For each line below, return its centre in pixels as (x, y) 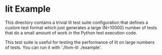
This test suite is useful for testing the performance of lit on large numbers (80, 42)
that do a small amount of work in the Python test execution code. (71, 33)
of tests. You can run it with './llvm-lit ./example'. (53, 47)
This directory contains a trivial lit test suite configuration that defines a (77, 22)
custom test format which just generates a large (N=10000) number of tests (81, 27)
